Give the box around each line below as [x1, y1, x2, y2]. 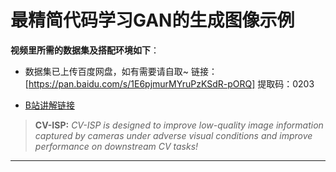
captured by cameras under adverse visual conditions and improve [34, 129, 313, 141]
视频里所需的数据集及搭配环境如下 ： [10, 44, 160, 56]
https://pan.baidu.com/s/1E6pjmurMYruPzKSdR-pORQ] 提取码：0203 [28, 77, 315, 90]
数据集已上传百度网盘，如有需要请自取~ [24, 65, 190, 77]
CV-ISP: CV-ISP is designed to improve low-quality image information [34, 119, 324, 131]
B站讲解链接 [24, 99, 75, 111]
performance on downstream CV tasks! [34, 140, 199, 152]
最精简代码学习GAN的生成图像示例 [10, 9, 295, 32]
